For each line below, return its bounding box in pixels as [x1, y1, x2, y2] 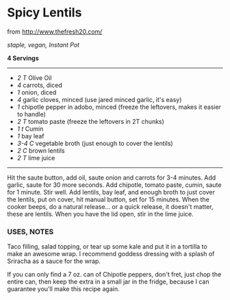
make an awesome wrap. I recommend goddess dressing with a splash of [7, 250, 215, 258]
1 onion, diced [16, 88, 57, 97]
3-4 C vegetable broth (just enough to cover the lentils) [16, 139, 173, 147]
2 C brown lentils [16, 146, 65, 155]
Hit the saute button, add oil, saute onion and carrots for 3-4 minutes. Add [7, 173, 216, 182]
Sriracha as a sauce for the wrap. [7, 257, 101, 265]
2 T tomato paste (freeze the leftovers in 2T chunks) [16, 117, 164, 125]
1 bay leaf [16, 132, 44, 140]
